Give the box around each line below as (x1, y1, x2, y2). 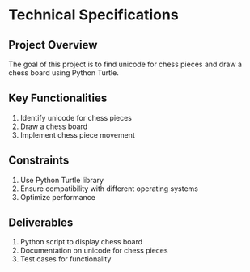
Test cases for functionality (19, 254, 112, 264)
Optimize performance (19, 192, 95, 202)
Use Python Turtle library (19, 175, 104, 185)
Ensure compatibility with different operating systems (19, 184, 198, 193)
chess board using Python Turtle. (8, 68, 119, 78)
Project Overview (8, 38, 98, 52)
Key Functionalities (8, 91, 108, 105)
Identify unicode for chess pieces (19, 113, 132, 122)
